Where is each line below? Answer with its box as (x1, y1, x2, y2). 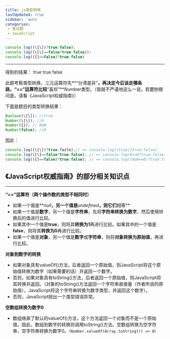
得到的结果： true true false (5, 69, 63, 75)
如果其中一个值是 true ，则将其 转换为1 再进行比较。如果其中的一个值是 (12, 221, 157, 227)
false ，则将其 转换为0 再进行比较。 (12, 227, 84, 233)
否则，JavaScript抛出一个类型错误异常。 (12, 293, 98, 299)
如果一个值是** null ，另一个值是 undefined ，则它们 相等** (12, 202, 130, 208)
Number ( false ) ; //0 (5, 127, 47, 132)
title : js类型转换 (5, 7, 41, 13)
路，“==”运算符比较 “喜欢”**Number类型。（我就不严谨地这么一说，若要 (5, 86, 154, 92)
